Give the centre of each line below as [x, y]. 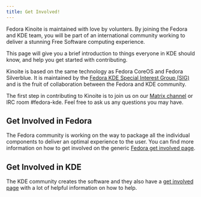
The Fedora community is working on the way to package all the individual [98, 135]
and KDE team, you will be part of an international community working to [96, 35]
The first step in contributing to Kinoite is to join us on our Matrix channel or [100, 95]
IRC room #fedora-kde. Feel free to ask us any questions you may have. [95, 102]
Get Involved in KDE [44, 167]
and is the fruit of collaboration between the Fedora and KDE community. [96, 84]
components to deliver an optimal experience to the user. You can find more [100, 142]
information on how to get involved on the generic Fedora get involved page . [101, 148]
